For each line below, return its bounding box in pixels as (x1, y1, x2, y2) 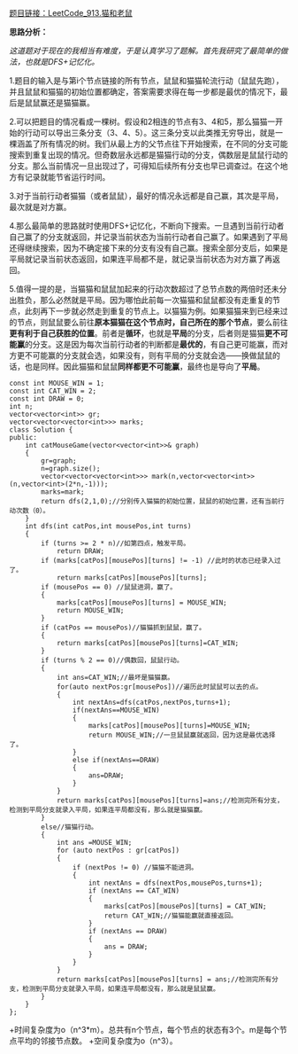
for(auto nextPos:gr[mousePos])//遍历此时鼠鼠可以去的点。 (56, 683, 263, 691)
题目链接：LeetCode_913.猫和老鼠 (9, 8, 133, 18)
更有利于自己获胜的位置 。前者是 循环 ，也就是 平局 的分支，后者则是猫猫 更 (9, 328, 272, 339)
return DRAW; (56, 547, 104, 556)
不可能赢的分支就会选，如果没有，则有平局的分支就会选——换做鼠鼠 (24, 350, 272, 361)
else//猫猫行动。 (41, 823, 98, 831)
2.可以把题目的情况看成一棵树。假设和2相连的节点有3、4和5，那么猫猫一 (9, 116, 276, 127)
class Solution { (9, 426, 73, 434)
